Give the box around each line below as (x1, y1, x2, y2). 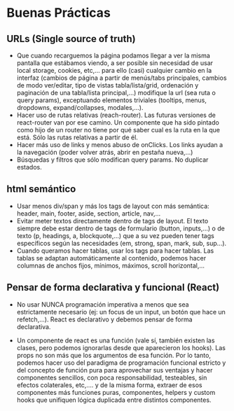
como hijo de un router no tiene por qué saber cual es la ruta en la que (16, 126, 220, 134)
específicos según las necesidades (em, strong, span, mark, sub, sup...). (16, 239, 227, 247)
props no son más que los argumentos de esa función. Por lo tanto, (16, 351, 212, 359)
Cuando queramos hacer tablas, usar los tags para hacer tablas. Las (16, 246, 214, 255)
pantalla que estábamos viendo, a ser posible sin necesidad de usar (16, 59, 214, 67)
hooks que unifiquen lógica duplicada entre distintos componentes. (16, 396, 212, 404)
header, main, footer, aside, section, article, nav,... (16, 209, 161, 218)
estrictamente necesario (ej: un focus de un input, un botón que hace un (16, 307, 226, 316)
